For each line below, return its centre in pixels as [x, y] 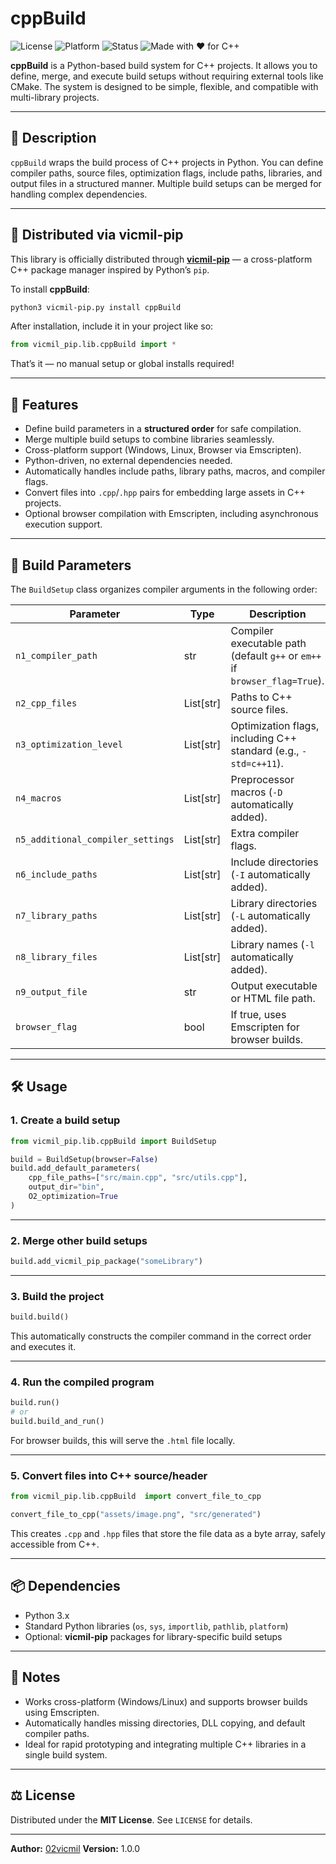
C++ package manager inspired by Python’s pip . [110, 269]
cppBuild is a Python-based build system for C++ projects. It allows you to [164, 65]
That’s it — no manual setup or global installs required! [122, 364]
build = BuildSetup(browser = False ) [84, 1159]
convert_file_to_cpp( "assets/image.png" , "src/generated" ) [136, 1515]
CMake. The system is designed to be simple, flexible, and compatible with [164, 86]
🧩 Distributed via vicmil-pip [97, 235]
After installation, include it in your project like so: [112, 326]
